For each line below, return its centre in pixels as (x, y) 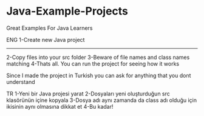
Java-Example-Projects (67, 11)
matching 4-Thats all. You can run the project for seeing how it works (93, 63)
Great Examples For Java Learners (49, 28)
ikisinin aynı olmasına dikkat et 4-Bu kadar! (60, 106)
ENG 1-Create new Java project (46, 39)
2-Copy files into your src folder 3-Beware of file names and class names (98, 57)
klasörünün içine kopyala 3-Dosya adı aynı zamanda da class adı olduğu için (102, 100)
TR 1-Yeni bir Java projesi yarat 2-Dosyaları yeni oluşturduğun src (88, 94)
